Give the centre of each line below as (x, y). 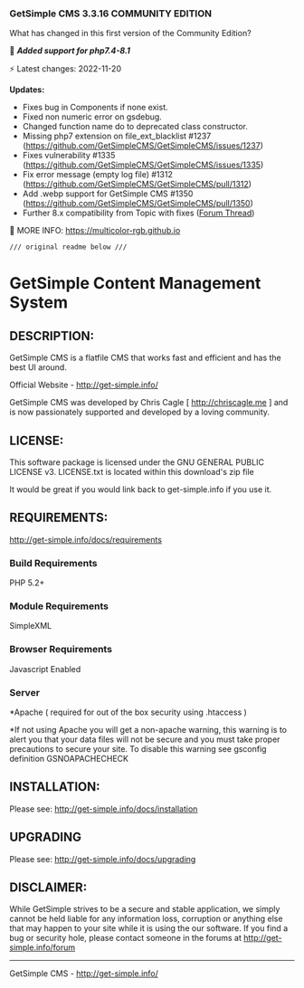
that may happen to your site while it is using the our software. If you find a (149, 928)
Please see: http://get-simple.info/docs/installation (104, 809)
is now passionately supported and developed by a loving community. (139, 412)
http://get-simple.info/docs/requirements (86, 539)
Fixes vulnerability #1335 (69, 156)
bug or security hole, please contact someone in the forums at (126, 938)
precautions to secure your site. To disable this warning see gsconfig (138, 748)
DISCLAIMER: (48, 888)
